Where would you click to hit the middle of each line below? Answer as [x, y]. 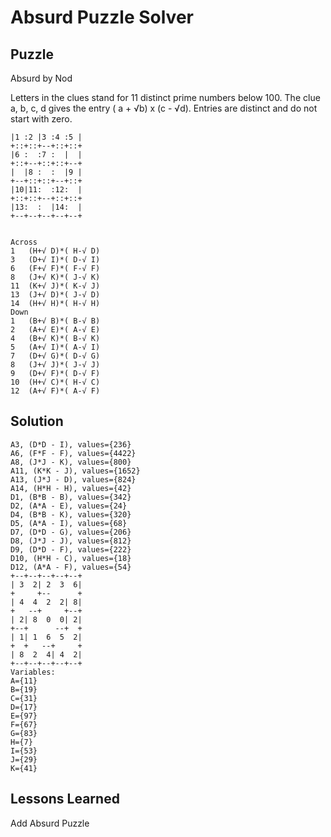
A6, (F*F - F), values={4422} [73, 453]
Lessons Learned [65, 799]
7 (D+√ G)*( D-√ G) [55, 356]
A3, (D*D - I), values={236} [71, 444]
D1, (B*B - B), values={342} [71, 497]
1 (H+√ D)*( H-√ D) [55, 251]
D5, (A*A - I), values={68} [69, 523]
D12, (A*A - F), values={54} [71, 567]
